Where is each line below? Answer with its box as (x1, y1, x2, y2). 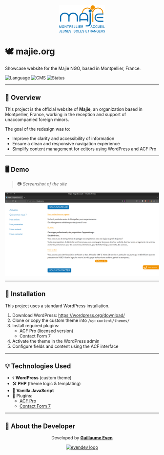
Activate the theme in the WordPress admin (12, 338, 100, 344)
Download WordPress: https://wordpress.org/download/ (12, 312, 125, 318)
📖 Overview (5, 93, 41, 101)
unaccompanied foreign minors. (5, 117, 69, 122)
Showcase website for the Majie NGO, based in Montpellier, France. (5, 65, 141, 71)
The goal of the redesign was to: (5, 126, 71, 132)
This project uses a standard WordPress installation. (5, 303, 110, 309)
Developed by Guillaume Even (51, 435, 113, 441)
